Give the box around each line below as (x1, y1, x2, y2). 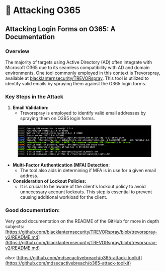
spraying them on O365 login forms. (20, 116, 95, 122)
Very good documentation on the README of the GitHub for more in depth (5, 218, 159, 224)
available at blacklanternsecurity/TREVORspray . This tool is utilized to (5, 75, 149, 81)
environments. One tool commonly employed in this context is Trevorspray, (5, 70, 160, 76)
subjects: (5, 224, 24, 230)
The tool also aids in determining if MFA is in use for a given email (20, 167, 156, 173)
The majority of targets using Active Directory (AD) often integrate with (5, 59, 152, 65)
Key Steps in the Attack (5, 93, 64, 100)
